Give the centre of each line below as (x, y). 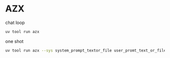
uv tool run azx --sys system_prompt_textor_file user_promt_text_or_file (86, 50)
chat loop (15, 22)
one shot (14, 41)
